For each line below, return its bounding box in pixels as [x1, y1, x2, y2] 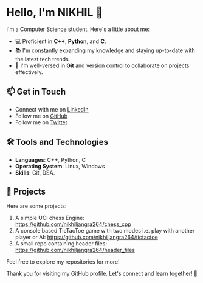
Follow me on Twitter [15, 118, 68, 126]
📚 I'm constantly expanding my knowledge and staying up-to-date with [15, 47, 196, 54]
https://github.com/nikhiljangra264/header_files [15, 247, 136, 254]
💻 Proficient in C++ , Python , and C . [15, 38, 106, 45]
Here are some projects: [6, 202, 67, 210]
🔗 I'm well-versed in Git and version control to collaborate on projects [15, 62, 190, 69]
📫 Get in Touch [6, 87, 66, 97]
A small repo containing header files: [15, 240, 108, 247]
